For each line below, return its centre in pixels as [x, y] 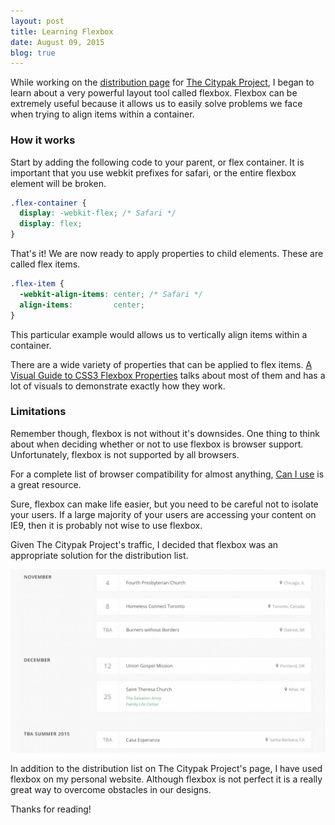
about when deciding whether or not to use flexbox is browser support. [157, 444]
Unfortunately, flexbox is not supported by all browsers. [125, 454]
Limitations [38, 412]
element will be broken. [58, 183]
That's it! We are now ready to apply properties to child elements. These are [167, 254]
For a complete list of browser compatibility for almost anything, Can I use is [167, 474]
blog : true [33, 53]
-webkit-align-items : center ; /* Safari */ [111, 294]
